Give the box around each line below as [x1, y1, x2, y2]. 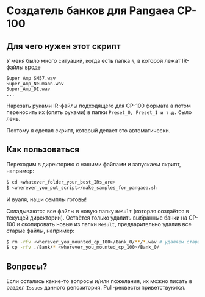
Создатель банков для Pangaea [6, 4, 175, 18]
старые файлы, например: [6, 227, 75, 234]
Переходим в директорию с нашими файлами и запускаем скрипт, [6, 160, 181, 168]
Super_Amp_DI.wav [6, 86, 51, 92]
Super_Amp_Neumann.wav [6, 81, 64, 87]
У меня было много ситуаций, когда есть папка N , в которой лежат [6, 57, 181, 64]
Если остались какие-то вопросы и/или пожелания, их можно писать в [6, 277, 192, 285]
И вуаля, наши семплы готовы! [6, 196, 87, 203]
